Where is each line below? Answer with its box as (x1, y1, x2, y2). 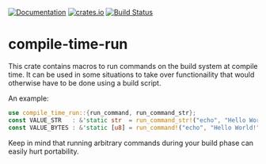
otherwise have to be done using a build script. (8, 78, 161, 87)
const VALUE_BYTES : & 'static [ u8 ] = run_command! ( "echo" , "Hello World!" (8, 124, 260, 132)
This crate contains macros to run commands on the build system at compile (8, 61, 258, 71)
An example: (8, 93, 49, 103)
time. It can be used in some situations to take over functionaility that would (8, 70, 255, 79)
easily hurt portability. (8, 147, 79, 156)
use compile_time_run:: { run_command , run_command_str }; (8, 109, 196, 116)
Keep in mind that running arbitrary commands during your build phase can (8, 138, 254, 147)
